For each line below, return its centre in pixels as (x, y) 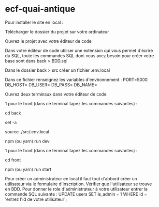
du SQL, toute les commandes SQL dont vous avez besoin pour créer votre (79, 56)
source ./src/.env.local (27, 131)
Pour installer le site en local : (34, 22)
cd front (13, 160)
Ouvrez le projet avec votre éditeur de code (48, 41)
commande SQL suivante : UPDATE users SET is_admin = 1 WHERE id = (76, 194)
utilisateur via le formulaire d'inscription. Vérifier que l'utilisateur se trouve (79, 184)
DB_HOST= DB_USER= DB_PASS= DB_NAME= (51, 85)
